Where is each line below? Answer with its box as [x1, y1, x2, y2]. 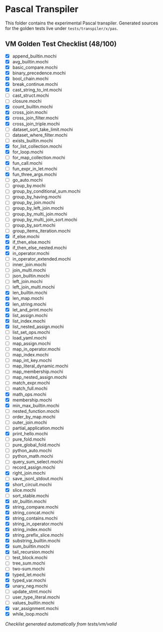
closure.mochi [12, 98, 42, 104]
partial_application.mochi [12, 425, 64, 431]
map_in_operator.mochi [12, 346, 61, 352]
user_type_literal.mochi [12, 594, 60, 600]
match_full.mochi [12, 385, 48, 391]
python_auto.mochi [12, 448, 52, 454]
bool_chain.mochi [12, 76, 49, 81]
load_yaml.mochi [12, 334, 47, 340]
